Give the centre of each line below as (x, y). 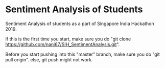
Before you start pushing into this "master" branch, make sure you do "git (82, 54)
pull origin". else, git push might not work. (49, 59)
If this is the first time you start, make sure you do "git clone (68, 39)
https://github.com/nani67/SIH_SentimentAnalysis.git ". (63, 44)
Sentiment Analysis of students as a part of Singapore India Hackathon (80, 24)
